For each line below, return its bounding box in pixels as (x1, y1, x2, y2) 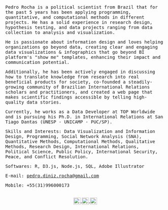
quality (5, 99, 24, 105)
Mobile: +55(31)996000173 (5, 183, 70, 188)
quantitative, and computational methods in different (5, 15, 145, 20)
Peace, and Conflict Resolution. (5, 154, 89, 159)
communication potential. (5, 59, 70, 65)
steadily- (128, 79, 153, 85)
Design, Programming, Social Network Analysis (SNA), (5, 134, 142, 139)
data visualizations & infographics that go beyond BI (5, 49, 145, 55)
